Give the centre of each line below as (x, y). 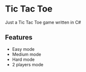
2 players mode (28, 64)
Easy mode (23, 49)
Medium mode (26, 54)
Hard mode (23, 59)
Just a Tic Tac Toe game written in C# (43, 22)
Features (19, 37)
